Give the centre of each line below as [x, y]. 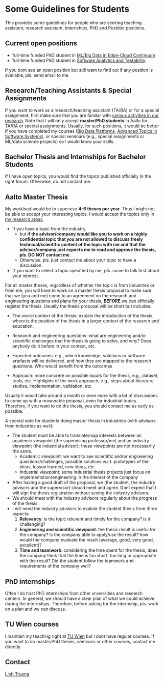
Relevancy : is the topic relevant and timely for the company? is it [85, 519]
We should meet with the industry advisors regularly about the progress [85, 498]
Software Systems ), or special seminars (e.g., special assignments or [75, 136]
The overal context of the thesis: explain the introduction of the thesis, [83, 316]
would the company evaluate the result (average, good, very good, [87, 540]
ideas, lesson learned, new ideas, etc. [58, 467]
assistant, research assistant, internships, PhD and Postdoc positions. [75, 28]
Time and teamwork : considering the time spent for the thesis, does [88, 550]
